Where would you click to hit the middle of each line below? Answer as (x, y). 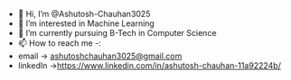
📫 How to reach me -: (59, 43)
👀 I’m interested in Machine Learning (86, 23)
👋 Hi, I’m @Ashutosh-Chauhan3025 (84, 14)
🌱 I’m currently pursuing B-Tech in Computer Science (117, 33)
